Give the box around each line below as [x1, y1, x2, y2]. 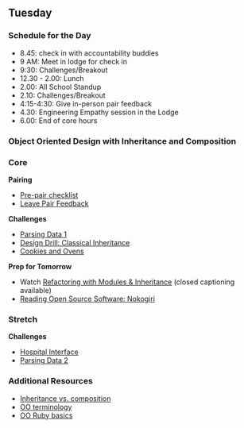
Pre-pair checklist [19, 190, 79, 199]
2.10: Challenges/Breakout [19, 91, 106, 100]
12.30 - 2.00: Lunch [19, 73, 85, 83]
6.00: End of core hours [19, 115, 98, 125]
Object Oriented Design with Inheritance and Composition [8, 135, 237, 146]
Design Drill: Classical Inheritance [19, 237, 130, 247]
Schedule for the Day [8, 30, 91, 41]
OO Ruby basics [19, 411, 73, 420]
